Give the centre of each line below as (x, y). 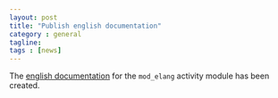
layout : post (34, 17)
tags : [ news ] (36, 51)
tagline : (25, 42)
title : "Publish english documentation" (86, 26)
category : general (46, 34)
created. (25, 86)
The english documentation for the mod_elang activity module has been (139, 76)
